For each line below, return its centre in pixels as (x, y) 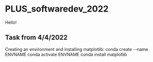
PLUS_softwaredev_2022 (57, 9)
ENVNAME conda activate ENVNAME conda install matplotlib (66, 54)
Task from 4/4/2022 (36, 38)
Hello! (11, 22)
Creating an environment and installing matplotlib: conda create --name (77, 49)
